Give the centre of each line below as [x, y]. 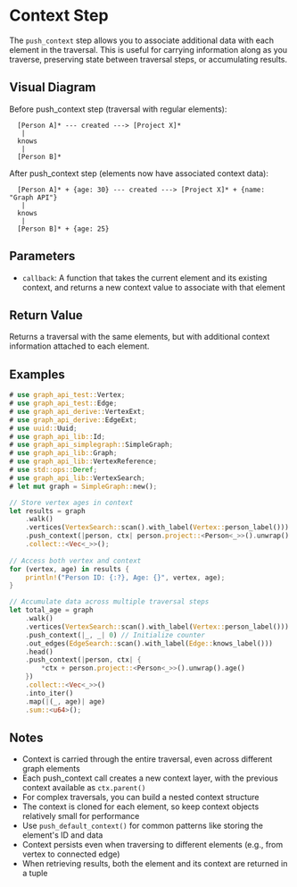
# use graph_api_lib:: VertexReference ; [83, 461]
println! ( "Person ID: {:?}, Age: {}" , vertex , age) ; [125, 578]
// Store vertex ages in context [71, 503]
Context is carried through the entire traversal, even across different [147, 759]
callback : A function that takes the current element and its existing [144, 277]
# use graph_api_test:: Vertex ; [67, 395]
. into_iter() [49, 693]
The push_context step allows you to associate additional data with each [142, 40]
